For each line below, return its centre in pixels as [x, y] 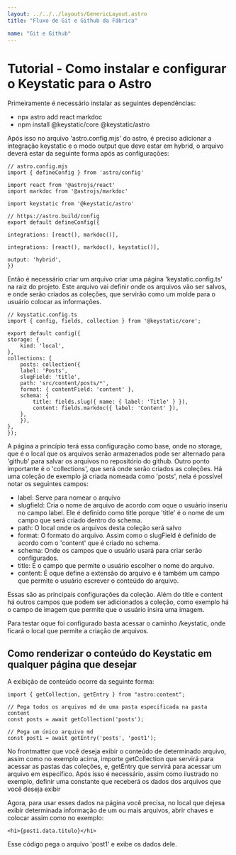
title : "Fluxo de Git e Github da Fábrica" [73, 21]
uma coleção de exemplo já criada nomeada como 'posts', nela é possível [115, 476]
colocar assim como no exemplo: [56, 818]
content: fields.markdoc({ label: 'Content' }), [106, 408]
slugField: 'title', [50, 377]
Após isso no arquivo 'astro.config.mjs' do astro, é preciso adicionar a [109, 139]
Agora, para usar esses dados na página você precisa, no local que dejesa [116, 803]
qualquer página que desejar [72, 664]
